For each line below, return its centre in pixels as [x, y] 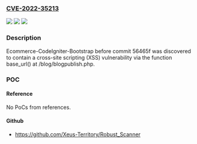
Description [24, 38]
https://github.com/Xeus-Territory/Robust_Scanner [78, 134]
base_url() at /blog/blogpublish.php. [50, 64]
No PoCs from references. [38, 107]
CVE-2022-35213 [32, 8]
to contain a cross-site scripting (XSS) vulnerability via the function [89, 57]
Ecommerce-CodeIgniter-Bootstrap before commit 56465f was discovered [98, 51]
